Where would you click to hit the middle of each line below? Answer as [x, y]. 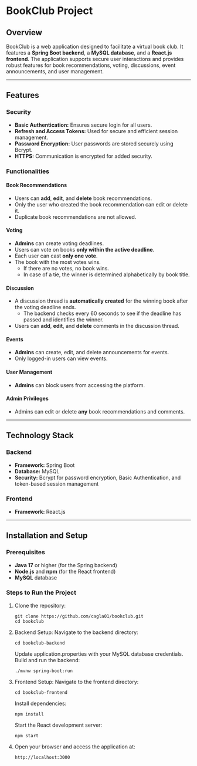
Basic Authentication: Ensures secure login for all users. [83, 125]
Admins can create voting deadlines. [59, 243]
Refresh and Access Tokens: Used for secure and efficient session [96, 131]
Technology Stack [40, 435]
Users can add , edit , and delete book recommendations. [83, 198]
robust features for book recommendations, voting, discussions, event [91, 65]
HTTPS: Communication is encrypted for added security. [83, 156]
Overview [24, 33]
